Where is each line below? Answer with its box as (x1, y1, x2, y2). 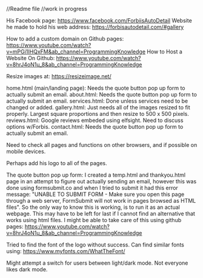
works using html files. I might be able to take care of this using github (6, 217, 182, 223)
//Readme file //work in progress (6, 5, 88, 12)
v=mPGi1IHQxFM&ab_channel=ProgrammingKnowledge (6, 48, 146, 55)
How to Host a (147, 48, 183, 55)
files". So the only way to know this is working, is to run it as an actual (6, 203, 180, 211)
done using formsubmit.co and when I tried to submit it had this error (6, 185, 179, 191)
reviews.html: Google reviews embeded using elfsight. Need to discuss (6, 117, 184, 124)
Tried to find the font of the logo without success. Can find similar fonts (6, 241, 185, 248)
